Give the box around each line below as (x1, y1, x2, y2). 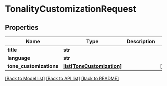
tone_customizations (7, 63, 59, 69)
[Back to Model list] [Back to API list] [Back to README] (5, 76, 119, 81)
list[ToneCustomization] (63, 63, 122, 69)
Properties (5, 23, 39, 32)
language (7, 55, 31, 61)
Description (126, 38, 155, 45)
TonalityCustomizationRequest (5, 3, 137, 15)
